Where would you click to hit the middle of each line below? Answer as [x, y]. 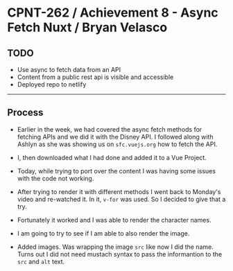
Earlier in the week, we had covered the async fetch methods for [110, 129]
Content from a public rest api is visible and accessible [95, 77]
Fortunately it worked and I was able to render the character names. [114, 220]
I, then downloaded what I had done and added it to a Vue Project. [112, 157]
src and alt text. [41, 261]
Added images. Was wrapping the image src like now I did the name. [115, 247]
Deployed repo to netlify [52, 84]
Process [25, 113]
